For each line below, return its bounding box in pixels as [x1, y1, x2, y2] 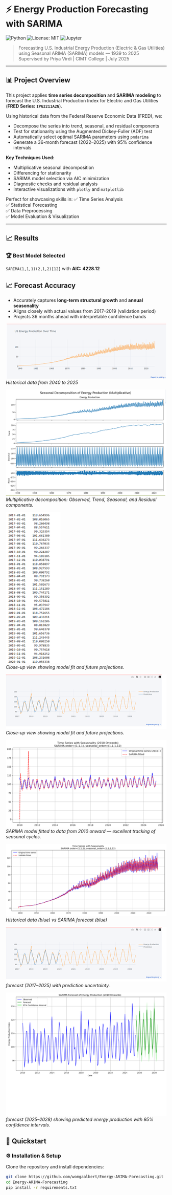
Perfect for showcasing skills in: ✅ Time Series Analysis [6, 196, 123, 202]
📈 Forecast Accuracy [6, 281, 76, 290]
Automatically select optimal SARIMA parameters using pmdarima [13, 134, 149, 140]
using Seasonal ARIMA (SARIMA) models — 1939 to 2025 [18, 50, 139, 56]
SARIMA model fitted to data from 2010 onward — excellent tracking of [6, 828, 156, 834]
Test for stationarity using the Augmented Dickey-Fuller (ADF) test [13, 128, 153, 134]
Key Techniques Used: [6, 154, 55, 161]
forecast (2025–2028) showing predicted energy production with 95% [6, 1116, 154, 1123]
